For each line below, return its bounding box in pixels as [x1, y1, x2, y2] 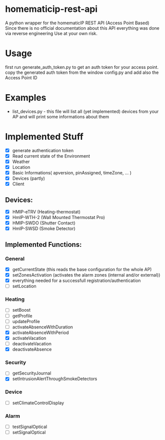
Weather [12, 159, 30, 165]
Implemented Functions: [5, 240, 82, 249]
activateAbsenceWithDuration [12, 324, 73, 330]
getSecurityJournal [12, 370, 51, 376]
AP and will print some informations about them [12, 113, 110, 119]
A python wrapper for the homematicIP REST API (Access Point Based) [5, 20, 150, 26]
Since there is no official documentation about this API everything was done [5, 25, 160, 31]
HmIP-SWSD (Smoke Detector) [12, 225, 76, 231]
